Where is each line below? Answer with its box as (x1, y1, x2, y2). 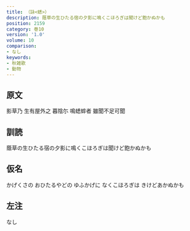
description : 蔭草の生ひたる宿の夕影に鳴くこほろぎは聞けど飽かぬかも (6, 15, 165, 21)
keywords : (6, 54, 32, 61)
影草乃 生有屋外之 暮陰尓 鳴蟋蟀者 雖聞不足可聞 (6, 108, 126, 115)
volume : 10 (6, 37, 34, 43)
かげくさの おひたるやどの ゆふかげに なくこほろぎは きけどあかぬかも (6, 181, 184, 188)
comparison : (6, 43, 37, 50)
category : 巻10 (6, 26, 44, 32)
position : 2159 (6, 20, 45, 26)
